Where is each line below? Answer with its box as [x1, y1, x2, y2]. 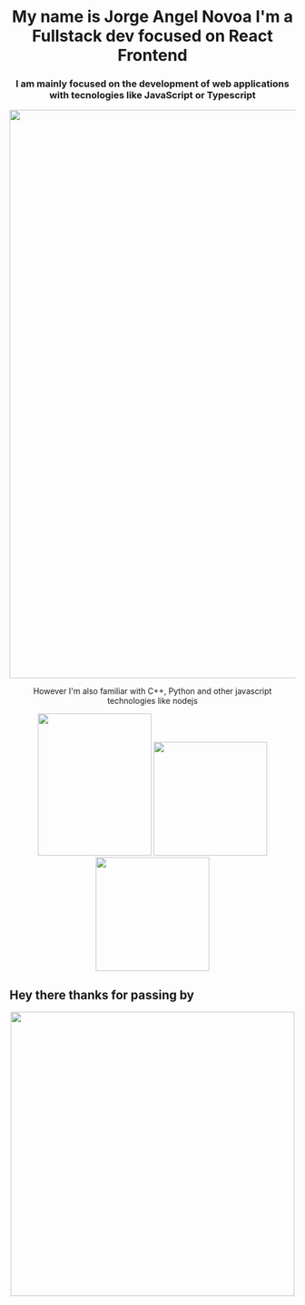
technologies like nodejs [107, 696, 198, 707]
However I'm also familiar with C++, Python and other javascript [33, 686, 272, 697]
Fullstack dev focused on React [31, 25, 274, 46]
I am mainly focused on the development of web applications [15, 77, 290, 90]
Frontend [117, 45, 188, 65]
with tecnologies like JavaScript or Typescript [49, 89, 256, 102]
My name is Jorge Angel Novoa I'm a [12, 6, 293, 27]
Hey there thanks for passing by [9, 987, 195, 1002]
